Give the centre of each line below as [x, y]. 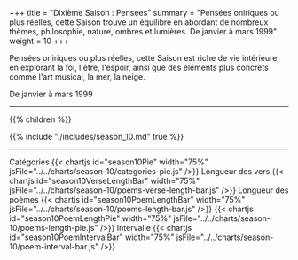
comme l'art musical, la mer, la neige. [77, 77]
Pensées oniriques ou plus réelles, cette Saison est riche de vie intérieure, [144, 58]
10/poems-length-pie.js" [54, 228]
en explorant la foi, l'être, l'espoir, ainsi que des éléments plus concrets [139, 67]
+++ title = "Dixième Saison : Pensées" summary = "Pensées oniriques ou [144, 13]
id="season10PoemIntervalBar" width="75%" [92, 237]
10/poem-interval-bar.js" [54, 246]
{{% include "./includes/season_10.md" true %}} [97, 137]
